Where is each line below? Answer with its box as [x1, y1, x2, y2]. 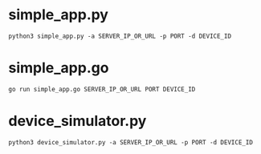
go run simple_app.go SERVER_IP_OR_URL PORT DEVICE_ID [8, 85, 196, 93]
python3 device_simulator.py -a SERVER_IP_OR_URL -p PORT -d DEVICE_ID [8, 138, 253, 146]
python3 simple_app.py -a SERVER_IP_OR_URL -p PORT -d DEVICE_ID [8, 32, 231, 40]
